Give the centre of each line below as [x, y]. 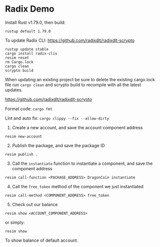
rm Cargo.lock [19, 62]
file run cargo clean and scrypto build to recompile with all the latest [73, 85]
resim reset [17, 58]
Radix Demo [30, 9]
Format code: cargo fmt [29, 108]
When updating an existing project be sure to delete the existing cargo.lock [80, 79]
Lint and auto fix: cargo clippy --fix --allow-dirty [57, 118]
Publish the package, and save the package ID [58, 145]
